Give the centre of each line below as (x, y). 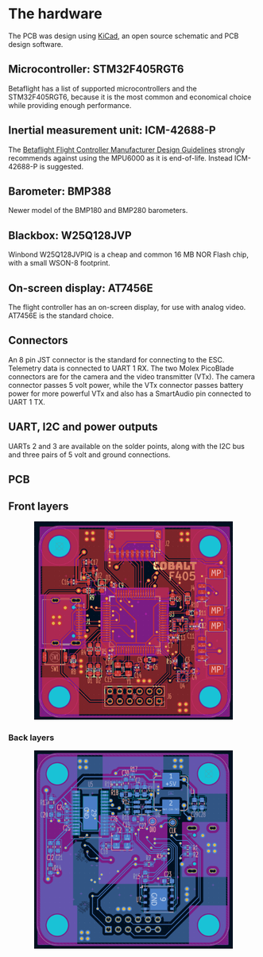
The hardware (55, 14)
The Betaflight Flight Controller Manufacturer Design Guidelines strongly (127, 149)
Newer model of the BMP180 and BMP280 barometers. (98, 211)
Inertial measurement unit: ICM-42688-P (112, 131)
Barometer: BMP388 (60, 191)
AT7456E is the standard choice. (61, 316)
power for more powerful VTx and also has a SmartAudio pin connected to (130, 393)
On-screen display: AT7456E (81, 288)
